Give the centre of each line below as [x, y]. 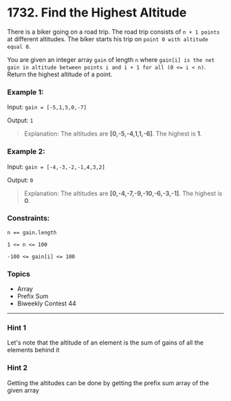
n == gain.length [32, 232]
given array [23, 390]
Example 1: [25, 92]
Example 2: [26, 151]
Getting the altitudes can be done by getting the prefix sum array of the [108, 382]
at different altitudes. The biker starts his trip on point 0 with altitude [108, 39]
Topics [19, 274]
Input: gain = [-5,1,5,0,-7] [47, 107]
